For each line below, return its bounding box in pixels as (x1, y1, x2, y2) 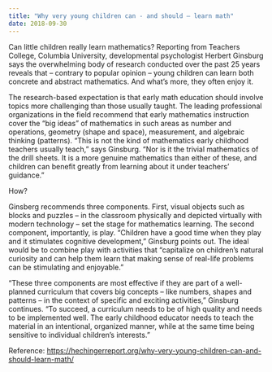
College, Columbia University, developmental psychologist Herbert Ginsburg (8, 50, 264, 60)
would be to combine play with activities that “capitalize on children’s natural (8, 245, 264, 255)
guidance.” (8, 170, 45, 180)
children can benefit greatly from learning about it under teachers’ (8, 161, 230, 171)
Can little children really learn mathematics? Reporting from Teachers (8, 42, 240, 51)
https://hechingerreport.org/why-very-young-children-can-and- (46, 345, 262, 355)
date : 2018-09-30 (8, 20, 67, 28)
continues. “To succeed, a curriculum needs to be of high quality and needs (8, 304, 262, 313)
